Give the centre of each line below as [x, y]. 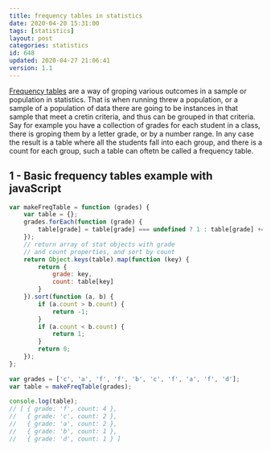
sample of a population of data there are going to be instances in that [123, 108]
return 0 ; [54, 349]
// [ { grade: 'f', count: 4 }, [63, 409]
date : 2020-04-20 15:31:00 [54, 23]
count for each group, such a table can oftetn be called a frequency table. [131, 150]
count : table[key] [83, 282]
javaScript [35, 189]
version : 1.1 [31, 68]
